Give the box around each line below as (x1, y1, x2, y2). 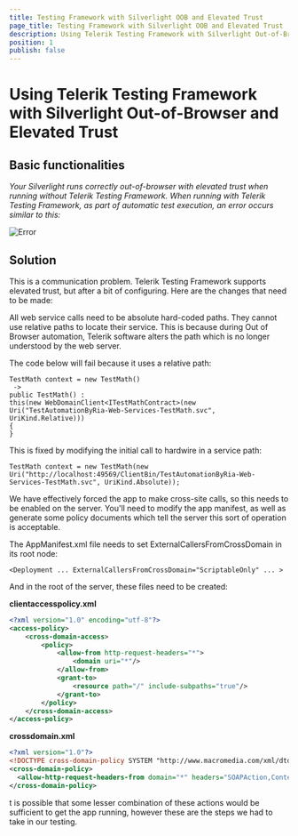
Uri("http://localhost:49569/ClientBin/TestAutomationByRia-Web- (9, 470, 255, 478)
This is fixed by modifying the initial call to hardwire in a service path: (9, 445, 262, 455)
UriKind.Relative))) (9, 414, 86, 422)
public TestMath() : (9, 390, 86, 399)
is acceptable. (9, 521, 60, 532)
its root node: (9, 548, 58, 559)
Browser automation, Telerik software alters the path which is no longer (9, 331, 271, 342)
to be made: (9, 294, 53, 305)
